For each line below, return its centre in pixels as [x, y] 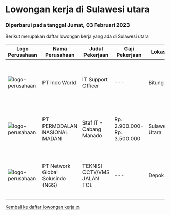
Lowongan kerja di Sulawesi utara [78, 9]
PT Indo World [59, 83]
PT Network [56, 166]
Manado [92, 136]
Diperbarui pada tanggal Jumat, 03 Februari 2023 [68, 25]
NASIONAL [55, 132]
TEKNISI [92, 166]
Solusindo [54, 179]
